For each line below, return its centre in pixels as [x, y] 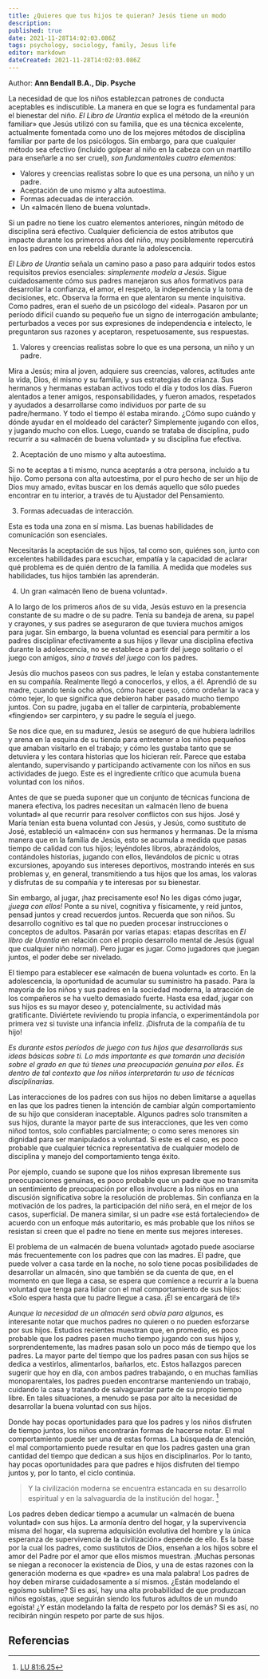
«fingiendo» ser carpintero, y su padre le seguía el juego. [102, 715]
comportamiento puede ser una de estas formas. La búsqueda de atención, [132, 1439]
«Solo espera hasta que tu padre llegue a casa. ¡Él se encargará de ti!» [124, 1297]
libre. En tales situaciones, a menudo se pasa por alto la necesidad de [123, 1398]
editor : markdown [37, 53]
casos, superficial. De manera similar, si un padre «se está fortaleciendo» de [134, 1214]
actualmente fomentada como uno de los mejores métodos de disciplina [127, 132]
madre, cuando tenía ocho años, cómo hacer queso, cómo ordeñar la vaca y [134, 690]
